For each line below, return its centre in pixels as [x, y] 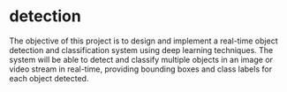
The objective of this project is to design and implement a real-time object [143, 41]
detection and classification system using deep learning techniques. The [141, 50]
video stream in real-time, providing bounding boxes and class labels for [140, 69]
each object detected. [49, 78]
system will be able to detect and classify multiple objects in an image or [141, 59]
